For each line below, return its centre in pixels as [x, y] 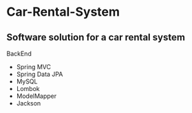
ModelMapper [36, 96]
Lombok [28, 89]
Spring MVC [34, 67]
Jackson [29, 103]
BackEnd [19, 53]
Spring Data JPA [40, 74]
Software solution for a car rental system [96, 37]
